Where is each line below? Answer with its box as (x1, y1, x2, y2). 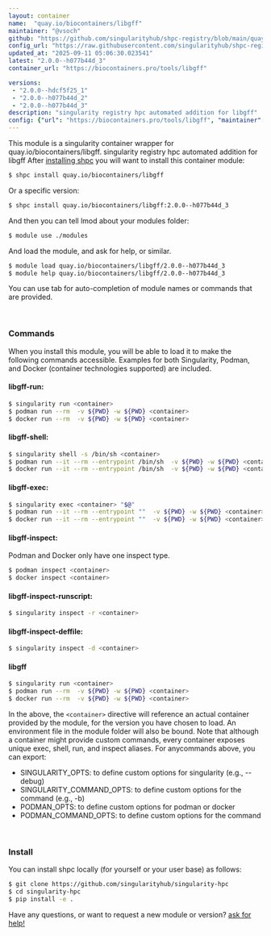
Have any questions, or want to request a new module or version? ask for (8, 910, 252, 920)
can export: (8, 752, 47, 762)
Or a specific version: (8, 185, 80, 195)
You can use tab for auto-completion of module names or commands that (8, 284, 252, 293)
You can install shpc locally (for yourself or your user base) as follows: (8, 864, 242, 875)
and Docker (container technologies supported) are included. (8, 364, 212, 373)
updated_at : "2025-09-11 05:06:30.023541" (8, 49, 153, 57)
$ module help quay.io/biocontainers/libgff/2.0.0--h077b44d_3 (8, 269, 226, 277)
